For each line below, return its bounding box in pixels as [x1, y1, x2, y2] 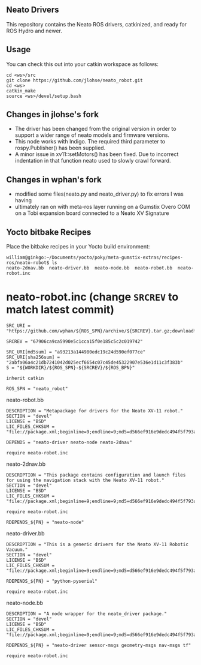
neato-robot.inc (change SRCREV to [6, 290, 179, 304]
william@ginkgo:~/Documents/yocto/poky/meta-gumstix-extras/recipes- [6, 254, 184, 260]
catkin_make [6, 88, 36, 94]
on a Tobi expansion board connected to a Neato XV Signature [14, 209, 169, 217]
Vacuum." [6, 547, 28, 553]
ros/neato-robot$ [6, 260, 50, 266]
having [14, 197, 32, 204]
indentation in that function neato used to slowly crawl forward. [14, 157, 172, 164]
